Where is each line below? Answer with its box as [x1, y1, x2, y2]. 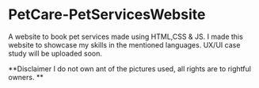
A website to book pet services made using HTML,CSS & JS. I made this [8, 32, 243, 41]
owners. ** [8, 72, 44, 82]
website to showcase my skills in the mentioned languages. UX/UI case [8, 40, 241, 49]
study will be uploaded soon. [8, 48, 103, 58]
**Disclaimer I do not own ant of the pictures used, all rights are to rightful [8, 63, 252, 73]
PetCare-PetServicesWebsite [8, 6, 206, 24]
